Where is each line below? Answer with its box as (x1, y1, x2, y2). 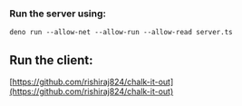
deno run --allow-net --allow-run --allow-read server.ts (9, 28, 233, 37)
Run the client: (9, 53, 93, 68)
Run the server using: (9, 7, 107, 20)
